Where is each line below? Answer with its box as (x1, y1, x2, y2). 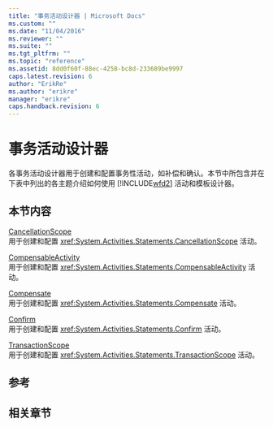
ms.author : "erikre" (8, 87, 79, 96)
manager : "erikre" (8, 95, 71, 103)
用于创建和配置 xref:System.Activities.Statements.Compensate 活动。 (8, 298, 241, 308)
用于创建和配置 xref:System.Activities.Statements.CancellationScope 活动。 (8, 236, 262, 246)
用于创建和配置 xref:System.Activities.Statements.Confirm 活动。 (8, 324, 226, 334)
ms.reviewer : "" (8, 34, 63, 43)
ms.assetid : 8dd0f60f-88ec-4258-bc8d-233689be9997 (8, 65, 184, 73)
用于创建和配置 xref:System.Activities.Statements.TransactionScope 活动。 (8, 350, 260, 360)
